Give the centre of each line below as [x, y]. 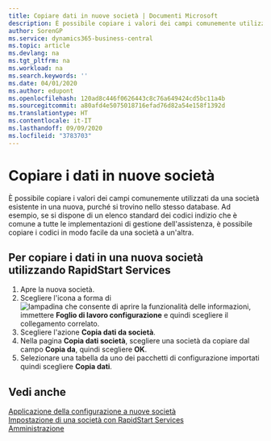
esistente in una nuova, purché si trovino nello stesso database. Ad [120, 206]
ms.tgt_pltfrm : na [39, 61]
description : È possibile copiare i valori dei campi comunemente [122, 23]
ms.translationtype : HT [48, 114]
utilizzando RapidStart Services [90, 270]
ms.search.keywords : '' [48, 76]
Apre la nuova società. [57, 289]
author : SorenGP [35, 31]
